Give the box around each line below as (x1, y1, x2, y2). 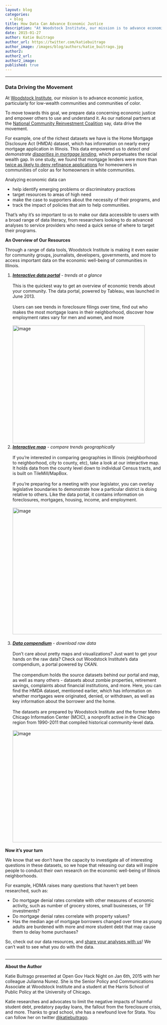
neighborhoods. (5, 873, 38, 879)
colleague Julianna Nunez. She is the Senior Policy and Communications (5, 978, 154, 984)
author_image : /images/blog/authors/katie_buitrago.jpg (5, 44, 123, 49)
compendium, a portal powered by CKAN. (12, 661, 98, 667)
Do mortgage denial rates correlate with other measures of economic (12, 897, 154, 903)
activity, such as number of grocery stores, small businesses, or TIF (12, 903, 152, 909)
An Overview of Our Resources (5, 237, 71, 243)
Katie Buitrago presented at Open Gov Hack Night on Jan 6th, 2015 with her (5, 973, 160, 979)
